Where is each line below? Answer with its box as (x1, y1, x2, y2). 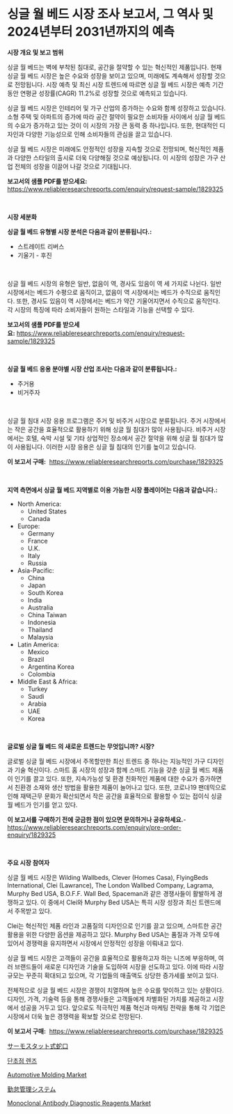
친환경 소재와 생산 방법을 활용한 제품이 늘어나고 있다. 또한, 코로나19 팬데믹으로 (14, 783, 227, 791)
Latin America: (17, 640, 59, 649)
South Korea (27, 588, 64, 596)
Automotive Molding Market (7, 1070, 87, 1078)
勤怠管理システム (7, 1085, 56, 1093)
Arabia (27, 699, 47, 708)
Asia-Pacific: (17, 566, 54, 575)
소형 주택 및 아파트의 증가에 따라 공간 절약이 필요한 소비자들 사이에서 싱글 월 (7, 112, 214, 121)
